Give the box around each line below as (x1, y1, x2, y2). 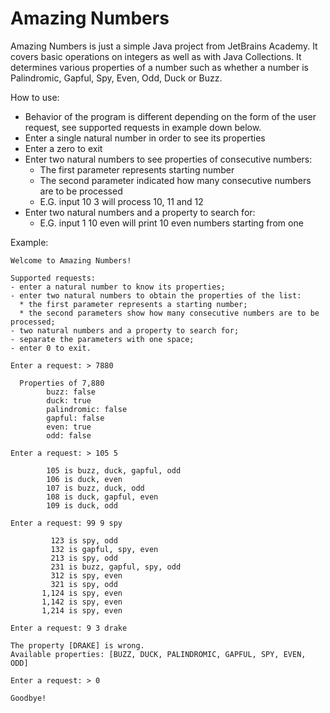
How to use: (10, 91, 60, 103)
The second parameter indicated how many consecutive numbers (39, 174, 312, 186)
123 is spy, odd (50, 535, 118, 546)
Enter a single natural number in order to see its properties (24, 132, 266, 144)
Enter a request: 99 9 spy (10, 518, 123, 528)
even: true (46, 422, 92, 432)
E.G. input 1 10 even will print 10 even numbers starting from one (39, 217, 304, 229)
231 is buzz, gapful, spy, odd (50, 562, 182, 572)
